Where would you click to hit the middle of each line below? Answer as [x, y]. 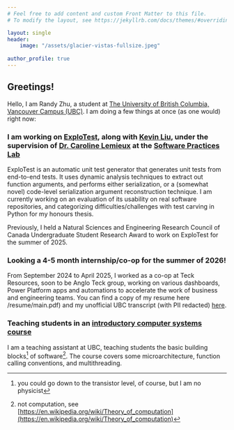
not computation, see [48, 404]
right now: [22, 119]
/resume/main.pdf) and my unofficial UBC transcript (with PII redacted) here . [117, 305]
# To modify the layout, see [49, 20]
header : [18, 39]
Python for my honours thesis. [50, 214]
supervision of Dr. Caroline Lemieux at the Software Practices [114, 145]
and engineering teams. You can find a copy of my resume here [99, 298]
